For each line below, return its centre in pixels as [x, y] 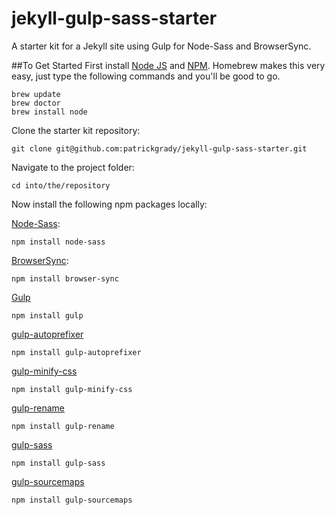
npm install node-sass [58, 242]
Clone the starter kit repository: [76, 130]
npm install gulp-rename [63, 426]
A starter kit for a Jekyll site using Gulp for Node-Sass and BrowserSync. [161, 46]
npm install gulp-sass [58, 463]
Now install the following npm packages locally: [109, 204]
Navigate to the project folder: [73, 167]
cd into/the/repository [61, 185]
